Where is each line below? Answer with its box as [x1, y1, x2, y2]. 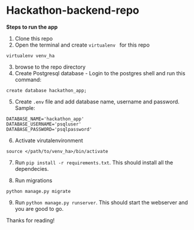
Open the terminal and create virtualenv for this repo [14, 41, 150, 48]
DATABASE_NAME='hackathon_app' [6, 116, 84, 122]
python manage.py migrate [6, 188, 71, 194]
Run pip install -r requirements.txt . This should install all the [14, 159, 174, 166]
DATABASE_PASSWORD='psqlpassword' [6, 126, 93, 132]
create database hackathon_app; [6, 87, 87, 93]
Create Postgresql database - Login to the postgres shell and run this [14, 69, 186, 76]
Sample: [14, 104, 36, 111]
